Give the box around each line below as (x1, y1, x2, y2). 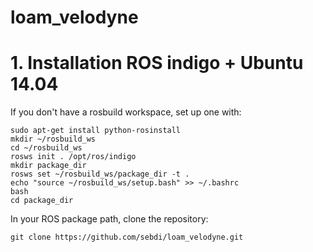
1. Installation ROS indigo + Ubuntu (10, 52, 304, 75)
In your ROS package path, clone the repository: (10, 213, 209, 225)
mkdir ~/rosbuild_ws (10, 134, 97, 145)
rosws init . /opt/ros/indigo (10, 152, 137, 162)
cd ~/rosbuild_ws (10, 143, 83, 153)
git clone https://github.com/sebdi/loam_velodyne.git (10, 232, 244, 243)
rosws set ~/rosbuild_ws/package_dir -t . (10, 169, 190, 180)
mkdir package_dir (10, 161, 87, 171)
